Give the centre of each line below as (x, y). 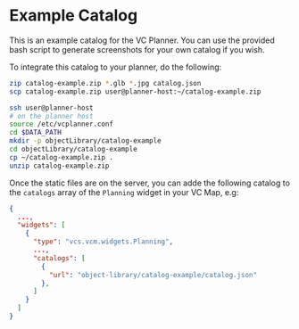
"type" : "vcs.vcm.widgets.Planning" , (103, 242)
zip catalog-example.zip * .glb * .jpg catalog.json (105, 83)
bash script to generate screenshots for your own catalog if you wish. (137, 49)
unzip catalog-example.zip (59, 166)
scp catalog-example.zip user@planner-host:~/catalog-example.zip (135, 91)
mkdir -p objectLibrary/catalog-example (86, 141)
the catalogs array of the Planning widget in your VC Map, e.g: (124, 192)
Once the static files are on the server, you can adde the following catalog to (149, 183)
